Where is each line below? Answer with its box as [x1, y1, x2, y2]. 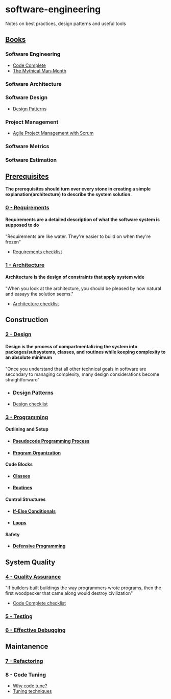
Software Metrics [5, 143, 50, 150]
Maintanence [5, 642, 48, 651]
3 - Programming [5, 414, 48, 421]
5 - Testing [5, 613, 33, 620]
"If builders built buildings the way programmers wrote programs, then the [5, 585, 162, 591]
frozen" [5, 238, 21, 245]
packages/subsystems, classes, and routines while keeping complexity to [5, 349, 166, 355]
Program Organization [12, 449, 61, 455]
